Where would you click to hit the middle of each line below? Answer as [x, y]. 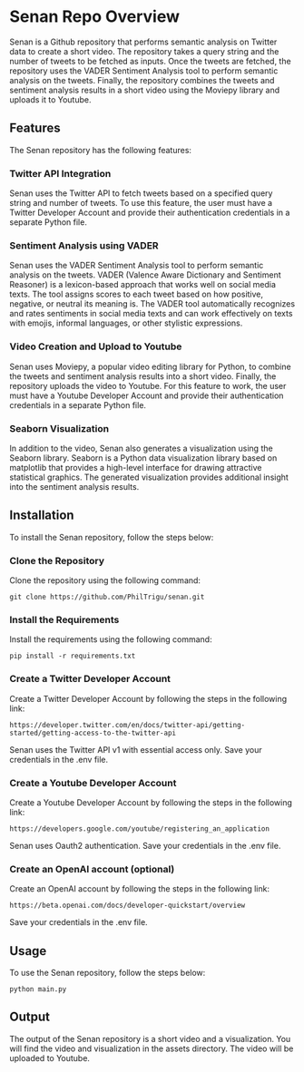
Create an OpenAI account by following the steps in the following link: [140, 889]
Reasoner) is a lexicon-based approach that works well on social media [143, 285]
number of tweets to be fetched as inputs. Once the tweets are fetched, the [151, 61]
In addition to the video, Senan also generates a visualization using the [142, 448]
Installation [42, 516]
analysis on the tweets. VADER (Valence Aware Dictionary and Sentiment [145, 275]
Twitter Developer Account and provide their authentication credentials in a [150, 213]
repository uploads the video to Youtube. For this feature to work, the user [148, 385]
